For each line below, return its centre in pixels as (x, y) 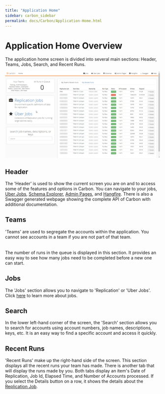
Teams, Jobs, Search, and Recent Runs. (45, 64)
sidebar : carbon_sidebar (30, 15)
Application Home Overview (64, 45)
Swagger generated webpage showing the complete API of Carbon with (78, 199)
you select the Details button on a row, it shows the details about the (74, 381)
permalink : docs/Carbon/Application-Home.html (54, 21)
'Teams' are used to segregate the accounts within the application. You (77, 231)
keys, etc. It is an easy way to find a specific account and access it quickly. (81, 333)
